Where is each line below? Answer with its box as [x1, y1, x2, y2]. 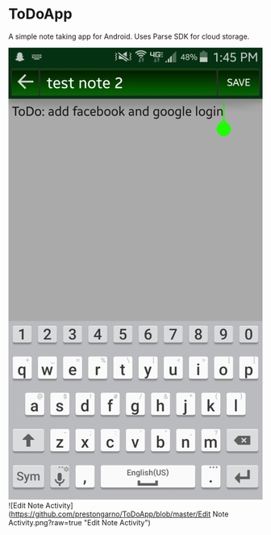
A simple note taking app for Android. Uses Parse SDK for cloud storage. [8, 31, 250, 41]
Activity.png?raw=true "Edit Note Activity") [8, 517, 151, 527]
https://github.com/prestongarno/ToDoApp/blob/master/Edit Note [10, 509, 229, 519]
